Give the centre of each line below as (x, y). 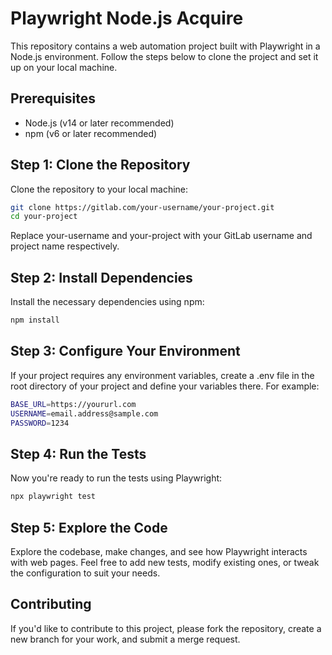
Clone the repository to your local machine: (99, 189)
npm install (35, 320)
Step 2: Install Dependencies (101, 277)
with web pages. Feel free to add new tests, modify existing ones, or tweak (165, 562)
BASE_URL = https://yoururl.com (73, 404)
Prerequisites (53, 98)
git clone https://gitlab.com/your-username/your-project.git (142, 207)
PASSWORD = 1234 (40, 423)
